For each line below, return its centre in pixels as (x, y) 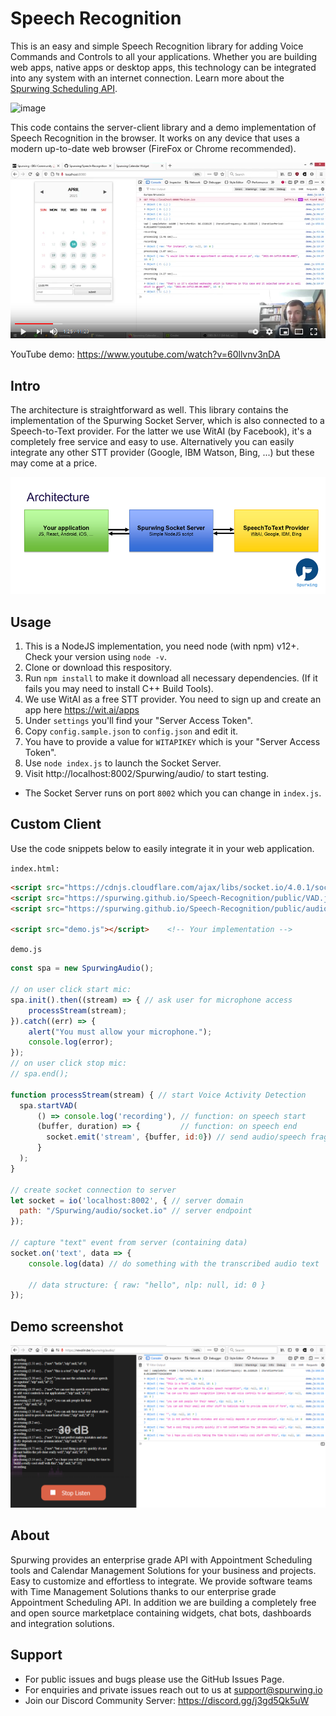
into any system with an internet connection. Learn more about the (147, 78)
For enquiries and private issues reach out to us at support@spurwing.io (173, 1689)
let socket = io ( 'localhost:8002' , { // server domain (127, 1200)
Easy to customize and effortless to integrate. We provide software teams (161, 1581)
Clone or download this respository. (98, 668)
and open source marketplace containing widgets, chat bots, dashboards (161, 1613)
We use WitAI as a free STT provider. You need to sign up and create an (173, 699)
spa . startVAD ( (48, 1105)
